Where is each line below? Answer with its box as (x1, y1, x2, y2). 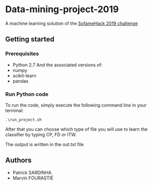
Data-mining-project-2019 (5, 4, 119, 15)
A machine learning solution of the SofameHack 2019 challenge (5, 20, 138, 26)
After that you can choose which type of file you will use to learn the (5, 126, 148, 132)
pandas (12, 78, 29, 84)
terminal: (5, 107, 24, 114)
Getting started (5, 35, 55, 44)
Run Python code (5, 90, 49, 97)
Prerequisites (5, 50, 39, 57)
